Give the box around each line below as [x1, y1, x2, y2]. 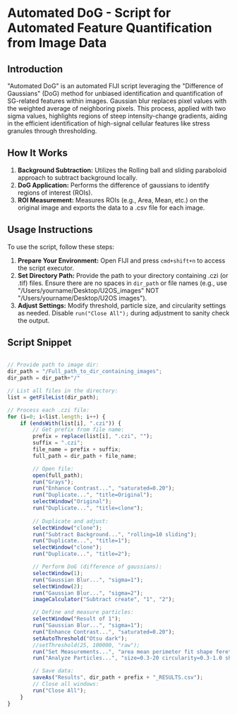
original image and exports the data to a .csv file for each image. [17, 203, 205, 212]
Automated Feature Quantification [7, 20, 212, 36]
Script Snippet [7, 337, 72, 349]
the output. [17, 316, 50, 325]
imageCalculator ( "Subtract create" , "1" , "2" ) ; [32, 596, 175, 603]
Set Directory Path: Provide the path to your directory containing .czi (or [17, 271, 229, 279]
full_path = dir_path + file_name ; [32, 452, 138, 459]
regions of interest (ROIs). [17, 188, 93, 197]
